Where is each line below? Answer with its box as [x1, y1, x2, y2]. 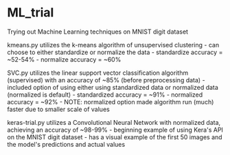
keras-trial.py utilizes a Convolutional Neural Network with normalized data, [7, 118, 221, 126]
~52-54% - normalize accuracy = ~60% [7, 55, 122, 63]
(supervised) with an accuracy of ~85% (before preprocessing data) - [7, 75, 205, 84]
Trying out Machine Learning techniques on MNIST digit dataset [7, 27, 189, 36]
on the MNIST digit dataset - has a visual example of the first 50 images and [7, 132, 222, 141]
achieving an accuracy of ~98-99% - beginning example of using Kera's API [7, 126, 223, 134]
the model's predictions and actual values [7, 140, 126, 148]
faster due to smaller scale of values [7, 105, 110, 113]
